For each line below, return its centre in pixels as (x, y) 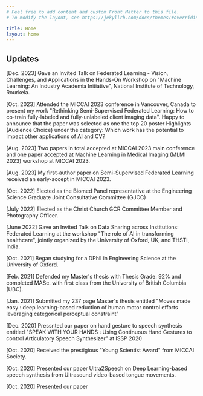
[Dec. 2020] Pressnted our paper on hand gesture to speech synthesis (94, 326)
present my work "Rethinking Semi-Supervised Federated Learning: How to (100, 111)
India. (13, 246)
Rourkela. (18, 93)
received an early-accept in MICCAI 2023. (59, 179)
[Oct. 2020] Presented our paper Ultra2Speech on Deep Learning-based (97, 368)
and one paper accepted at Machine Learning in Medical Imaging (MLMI (96, 154)
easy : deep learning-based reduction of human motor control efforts (92, 308)
